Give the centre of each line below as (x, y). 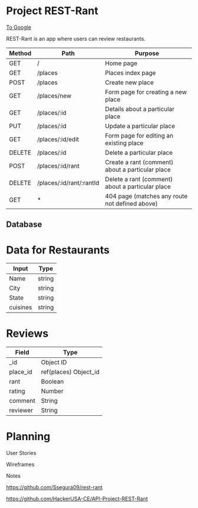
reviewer (21, 411)
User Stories (21, 453)
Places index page (131, 73)
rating (17, 391)
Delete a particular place (139, 152)
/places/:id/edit (58, 139)
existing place (124, 143)
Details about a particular (140, 109)
